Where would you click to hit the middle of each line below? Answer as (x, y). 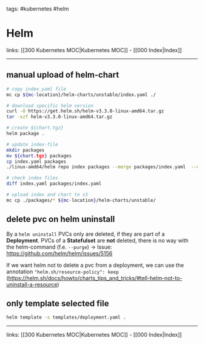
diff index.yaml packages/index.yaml (54, 184)
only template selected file (58, 303)
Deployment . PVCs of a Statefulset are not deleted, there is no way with (97, 240)
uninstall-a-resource (32, 284)
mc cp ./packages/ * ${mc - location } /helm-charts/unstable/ (81, 200)
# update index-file (32, 144)
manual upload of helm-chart (63, 75)
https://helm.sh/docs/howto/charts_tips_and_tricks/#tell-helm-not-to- (95, 278)
